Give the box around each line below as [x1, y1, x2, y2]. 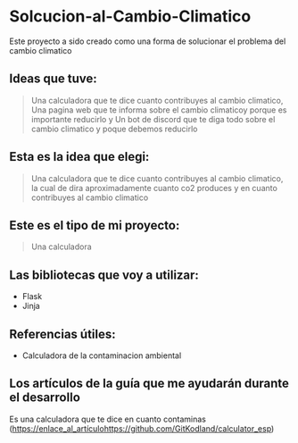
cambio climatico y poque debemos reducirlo [30, 123, 198, 134]
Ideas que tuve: [9, 71, 98, 87]
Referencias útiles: [9, 326, 116, 341]
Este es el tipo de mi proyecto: [9, 217, 180, 233]
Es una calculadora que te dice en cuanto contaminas [9, 414, 207, 424]
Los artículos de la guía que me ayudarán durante [9, 376, 290, 391]
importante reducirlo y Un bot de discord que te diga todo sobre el [30, 113, 276, 124]
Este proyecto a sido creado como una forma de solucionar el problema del [9, 36, 286, 46]
